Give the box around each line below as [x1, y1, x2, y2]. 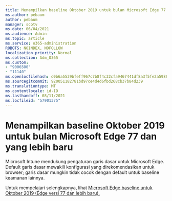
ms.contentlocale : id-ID [5, 88, 58, 94]
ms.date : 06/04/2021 [5, 27, 50, 32]
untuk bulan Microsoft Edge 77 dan [5, 131, 157, 142]
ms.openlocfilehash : [5, 74, 50, 79]
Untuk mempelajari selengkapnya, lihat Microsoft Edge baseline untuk [5, 185, 153, 191]
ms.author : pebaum [5, 12, 45, 17]
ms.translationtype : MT [5, 83, 56, 88]
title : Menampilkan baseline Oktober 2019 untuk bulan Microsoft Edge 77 [5, 7, 166, 13]
